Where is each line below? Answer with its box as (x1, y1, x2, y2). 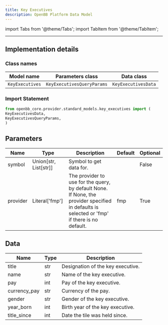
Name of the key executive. (61, 271, 126, 278)
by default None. (68, 185, 108, 192)
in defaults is (68, 204, 99, 211)
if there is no (68, 216, 98, 223)
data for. (68, 164, 88, 171)
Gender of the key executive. (61, 295, 129, 302)
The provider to (68, 172, 105, 179)
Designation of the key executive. (61, 263, 140, 270)
